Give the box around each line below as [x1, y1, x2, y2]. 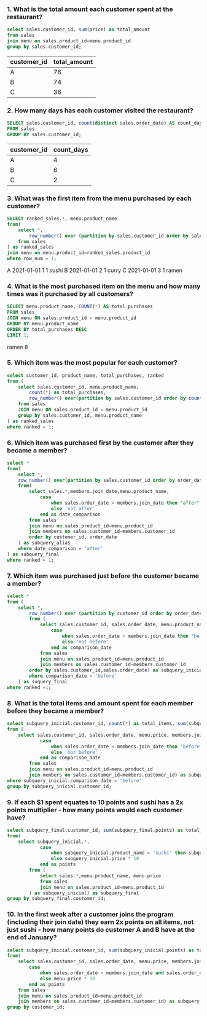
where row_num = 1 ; [7, 255, 57, 262]
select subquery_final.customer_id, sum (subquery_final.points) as [7, 827, 184, 833]
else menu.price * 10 [39, 975, 96, 982]
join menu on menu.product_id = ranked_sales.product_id [7, 250, 150, 256]
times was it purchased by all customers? [7, 289, 134, 298]
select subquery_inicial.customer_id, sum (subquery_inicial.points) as [7, 947, 194, 953]
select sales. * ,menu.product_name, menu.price [39, 872, 162, 879]
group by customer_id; [7, 1004, 65, 1010]
